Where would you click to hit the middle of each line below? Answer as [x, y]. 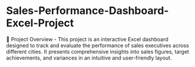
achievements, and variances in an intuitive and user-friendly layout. [89, 58]
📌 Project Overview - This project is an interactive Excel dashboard [87, 39]
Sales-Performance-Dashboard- [87, 11]
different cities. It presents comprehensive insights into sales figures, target [98, 51]
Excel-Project [40, 23]
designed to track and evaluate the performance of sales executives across [98, 45]
